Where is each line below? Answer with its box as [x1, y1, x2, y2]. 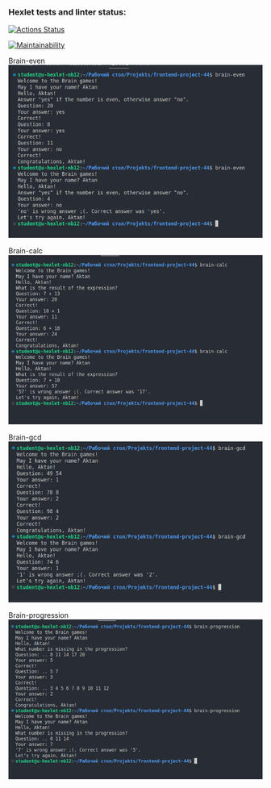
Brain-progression [8, 610, 69, 619]
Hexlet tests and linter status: [8, 6, 127, 18]
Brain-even [8, 56, 46, 66]
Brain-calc [8, 245, 43, 256]
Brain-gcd [8, 432, 42, 442]
